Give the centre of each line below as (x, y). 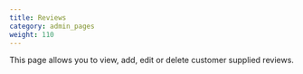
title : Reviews (38, 18)
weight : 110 (32, 34)
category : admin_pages (52, 26)
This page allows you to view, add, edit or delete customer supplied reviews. (151, 60)
